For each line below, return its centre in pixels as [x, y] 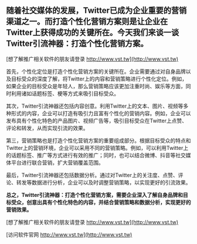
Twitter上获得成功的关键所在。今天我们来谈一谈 [93, 33]
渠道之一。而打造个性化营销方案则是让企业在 [87, 21]
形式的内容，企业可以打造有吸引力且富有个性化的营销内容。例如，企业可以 [101, 113]
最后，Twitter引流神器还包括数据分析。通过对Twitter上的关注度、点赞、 [92, 175]
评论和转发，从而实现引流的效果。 [47, 128]
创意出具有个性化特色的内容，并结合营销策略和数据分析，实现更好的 [108, 202]
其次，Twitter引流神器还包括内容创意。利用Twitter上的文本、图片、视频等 [95, 106]
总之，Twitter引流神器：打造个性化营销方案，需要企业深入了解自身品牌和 [95, 195]
